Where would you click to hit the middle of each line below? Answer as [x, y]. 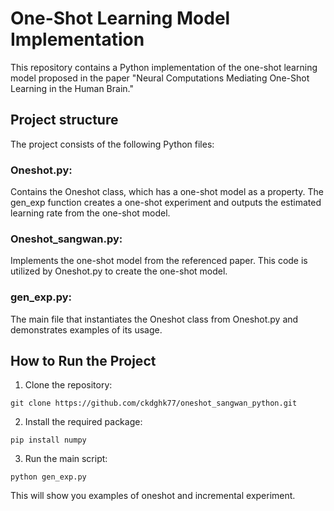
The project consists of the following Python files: [112, 144]
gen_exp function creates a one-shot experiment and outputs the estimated [166, 203]
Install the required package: [83, 422]
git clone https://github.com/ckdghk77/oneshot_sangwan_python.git [154, 403]
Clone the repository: [68, 385]
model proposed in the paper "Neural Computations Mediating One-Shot [160, 78]
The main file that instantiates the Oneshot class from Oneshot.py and [154, 319]
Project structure [64, 120]
